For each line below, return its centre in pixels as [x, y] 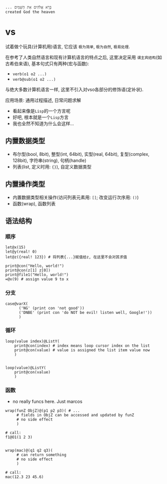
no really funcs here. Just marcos [47, 402]
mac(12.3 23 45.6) [24, 477]
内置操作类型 [25, 184]
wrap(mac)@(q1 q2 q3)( [29, 451]
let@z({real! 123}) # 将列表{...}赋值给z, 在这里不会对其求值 [66, 257]
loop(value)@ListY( [26, 368]
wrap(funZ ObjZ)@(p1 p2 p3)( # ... [43, 411]
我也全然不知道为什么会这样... [43, 123]
